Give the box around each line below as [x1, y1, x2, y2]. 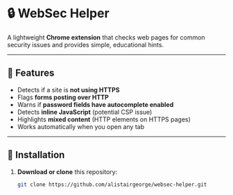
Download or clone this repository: [17, 167, 118, 176]
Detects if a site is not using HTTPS [17, 85, 120, 94]
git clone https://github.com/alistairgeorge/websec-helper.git [17, 181, 207, 188]
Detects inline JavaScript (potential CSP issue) [17, 108, 153, 116]
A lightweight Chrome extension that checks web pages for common [7, 33, 206, 42]
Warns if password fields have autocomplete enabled [17, 100, 174, 108]
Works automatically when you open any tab [17, 122, 144, 130]
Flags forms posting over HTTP [17, 93, 109, 101]
